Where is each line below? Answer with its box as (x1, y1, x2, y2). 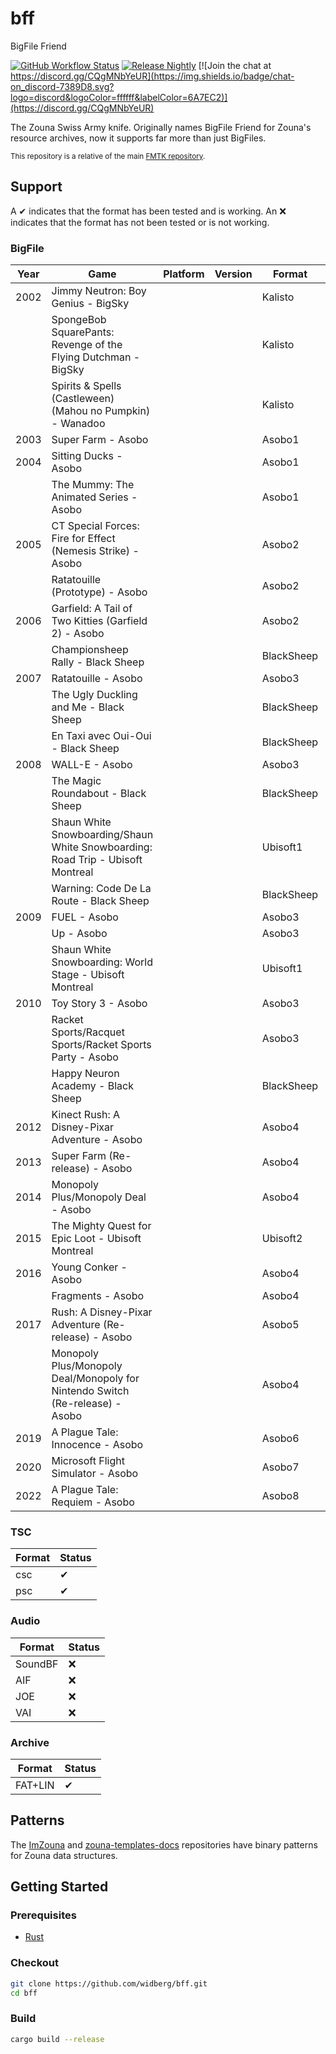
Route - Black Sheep (51, 894, 150, 908)
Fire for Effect (51, 532, 116, 546)
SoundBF (15, 1657, 59, 1671)
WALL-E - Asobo (51, 758, 133, 772)
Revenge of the (51, 338, 123, 352)
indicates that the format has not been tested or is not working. (10, 216, 270, 228)
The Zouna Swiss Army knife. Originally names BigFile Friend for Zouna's (10, 121, 312, 133)
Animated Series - (51, 490, 138, 504)
